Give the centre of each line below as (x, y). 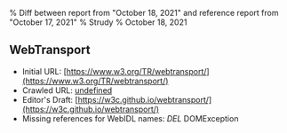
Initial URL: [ (44, 71)
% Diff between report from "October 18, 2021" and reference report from (144, 13)
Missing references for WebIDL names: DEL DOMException (130, 118)
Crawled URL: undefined (67, 90)
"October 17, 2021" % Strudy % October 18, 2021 (98, 22)
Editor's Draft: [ (50, 99)
